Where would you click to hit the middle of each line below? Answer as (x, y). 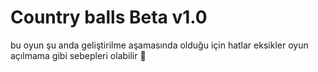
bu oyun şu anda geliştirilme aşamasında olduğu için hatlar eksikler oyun (159, 45)
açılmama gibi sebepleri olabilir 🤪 (78, 55)
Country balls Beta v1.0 (109, 17)
